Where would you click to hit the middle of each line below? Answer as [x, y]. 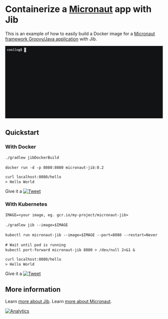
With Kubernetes [26, 204]
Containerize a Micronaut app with [78, 9]
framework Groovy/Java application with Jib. [51, 39]
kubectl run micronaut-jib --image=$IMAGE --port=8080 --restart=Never [81, 235]
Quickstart [22, 133]
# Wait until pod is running [35, 245]
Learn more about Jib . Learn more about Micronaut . [58, 302]
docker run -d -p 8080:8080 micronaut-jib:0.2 [54, 167]
